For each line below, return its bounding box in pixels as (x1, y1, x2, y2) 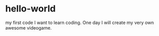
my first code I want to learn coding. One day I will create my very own (5, 19, 154, 25)
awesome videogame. (5, 24, 52, 30)
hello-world (5, 3, 56, 14)
